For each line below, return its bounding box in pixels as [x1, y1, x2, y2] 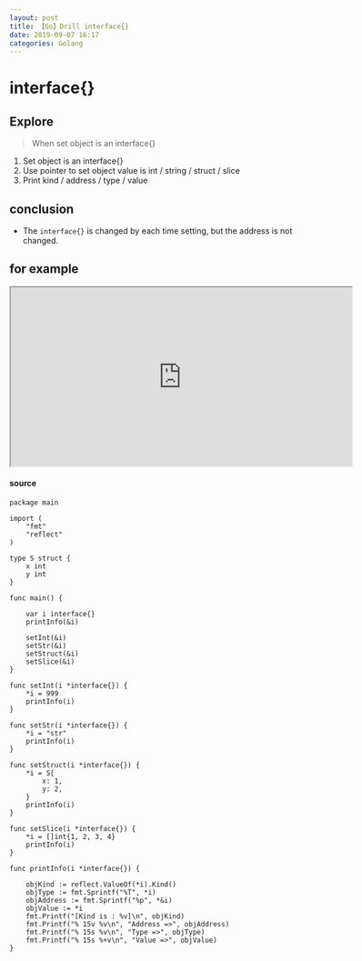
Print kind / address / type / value [22, 175, 148, 186]
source [9, 478, 37, 489]
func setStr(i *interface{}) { [9, 721, 128, 730]
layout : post [9, 13, 59, 23]
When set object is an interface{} [31, 138, 156, 149]
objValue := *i [25, 904, 84, 914]
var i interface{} [25, 610, 96, 619]
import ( [9, 515, 43, 524]
